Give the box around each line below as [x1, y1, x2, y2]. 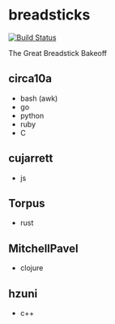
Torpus [8, 197, 46, 210]
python [19, 110, 45, 120]
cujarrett [8, 152, 53, 166]
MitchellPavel [8, 241, 79, 255]
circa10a [8, 71, 53, 86]
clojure [19, 263, 44, 273]
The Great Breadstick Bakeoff [8, 48, 108, 58]
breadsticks [8, 6, 91, 24]
